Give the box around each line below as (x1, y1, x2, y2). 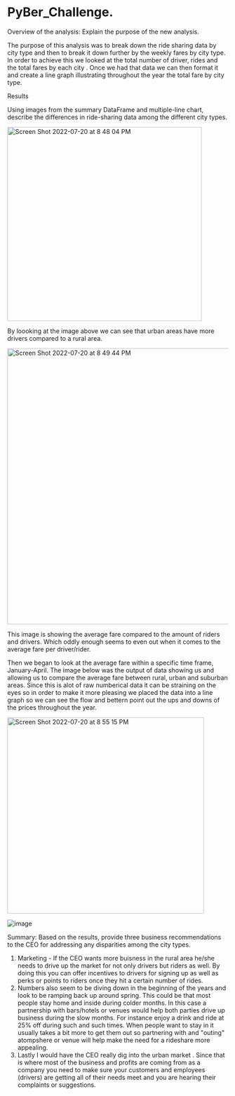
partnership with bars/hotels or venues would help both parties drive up (17, 1006, 226, 1014)
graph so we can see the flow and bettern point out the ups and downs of (7, 696, 220, 704)
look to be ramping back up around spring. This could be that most (17, 991, 211, 999)
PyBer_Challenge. (7, 4, 114, 20)
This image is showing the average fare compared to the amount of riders (7, 630, 220, 638)
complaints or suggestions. (17, 1081, 96, 1089)
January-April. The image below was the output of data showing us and (7, 665, 215, 674)
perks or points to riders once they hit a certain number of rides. (17, 976, 203, 985)
